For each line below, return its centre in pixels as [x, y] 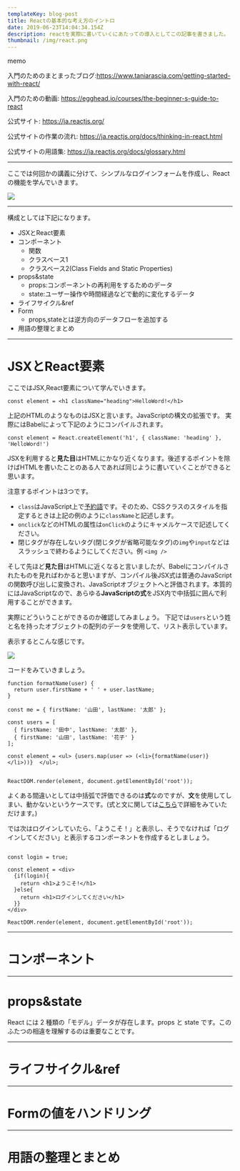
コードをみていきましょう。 [48, 670]
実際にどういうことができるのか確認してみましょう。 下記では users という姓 [119, 617]
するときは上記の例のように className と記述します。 [101, 516]
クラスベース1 [48, 260]
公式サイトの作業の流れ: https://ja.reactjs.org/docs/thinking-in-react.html [115, 136]
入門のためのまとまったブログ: [52, 76]
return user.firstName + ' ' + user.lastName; [84, 690]
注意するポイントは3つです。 [50, 492]
